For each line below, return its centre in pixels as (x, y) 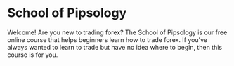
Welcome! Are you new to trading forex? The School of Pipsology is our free (117, 32)
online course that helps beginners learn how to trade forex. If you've (108, 39)
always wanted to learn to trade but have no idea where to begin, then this (115, 47)
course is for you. (33, 55)
